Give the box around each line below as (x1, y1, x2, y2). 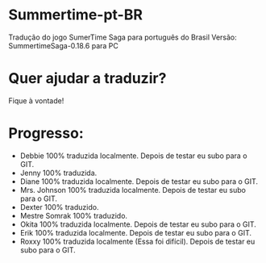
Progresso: (8, 124, 85, 143)
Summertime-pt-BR (8, 6, 143, 24)
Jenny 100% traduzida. (19, 168, 98, 177)
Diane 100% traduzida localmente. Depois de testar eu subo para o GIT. (19, 176, 259, 186)
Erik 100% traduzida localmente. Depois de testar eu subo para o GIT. (19, 228, 252, 237)
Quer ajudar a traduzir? (8, 69, 167, 88)
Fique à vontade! (8, 95, 64, 106)
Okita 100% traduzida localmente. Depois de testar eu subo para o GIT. (19, 219, 256, 229)
